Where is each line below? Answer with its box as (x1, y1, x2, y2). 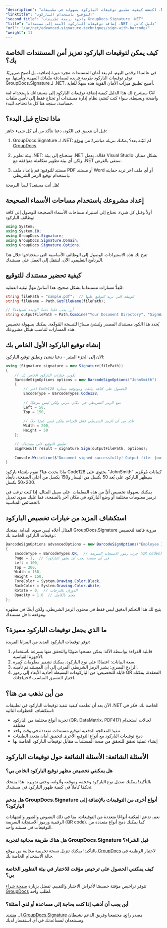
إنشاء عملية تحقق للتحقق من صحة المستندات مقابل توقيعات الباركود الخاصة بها (12, 738, 158, 744)
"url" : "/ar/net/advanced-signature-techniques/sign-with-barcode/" (5, 26, 150, 31)
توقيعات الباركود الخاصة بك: (5, 532, 56, 538)
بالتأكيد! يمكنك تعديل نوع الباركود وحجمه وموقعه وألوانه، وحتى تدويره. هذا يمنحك (5, 778, 152, 784)
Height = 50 (23, 428, 49, 433)
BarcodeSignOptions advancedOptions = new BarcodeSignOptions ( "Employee (5, 542, 159, 547)
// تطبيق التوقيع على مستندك (14, 441, 66, 446)
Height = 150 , (14, 574, 44, 579)
